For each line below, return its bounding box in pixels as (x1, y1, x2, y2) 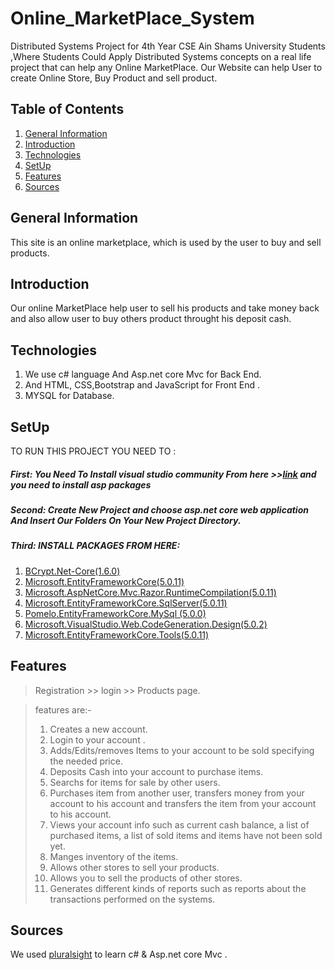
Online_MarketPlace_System (10, 7, 255, 30)
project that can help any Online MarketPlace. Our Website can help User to (10, 61, 323, 73)
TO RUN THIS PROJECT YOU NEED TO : (10, 445, 177, 457)
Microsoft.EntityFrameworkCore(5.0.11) (24, 575, 185, 587)
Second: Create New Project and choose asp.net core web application (10, 503, 309, 516)
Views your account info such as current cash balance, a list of (49, 818, 310, 831)
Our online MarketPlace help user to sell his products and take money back (10, 302, 320, 314)
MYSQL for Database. (24, 390, 115, 402)
